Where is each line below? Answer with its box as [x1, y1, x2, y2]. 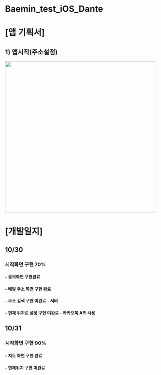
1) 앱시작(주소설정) [5, 48, 58, 56]
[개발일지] [5, 226, 43, 237]
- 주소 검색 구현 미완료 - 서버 [5, 298, 58, 304]
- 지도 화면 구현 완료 [5, 353, 43, 359]
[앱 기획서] [5, 27, 45, 38]
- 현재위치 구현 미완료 [5, 365, 45, 371]
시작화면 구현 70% [5, 261, 46, 268]
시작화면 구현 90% [5, 340, 47, 346]
